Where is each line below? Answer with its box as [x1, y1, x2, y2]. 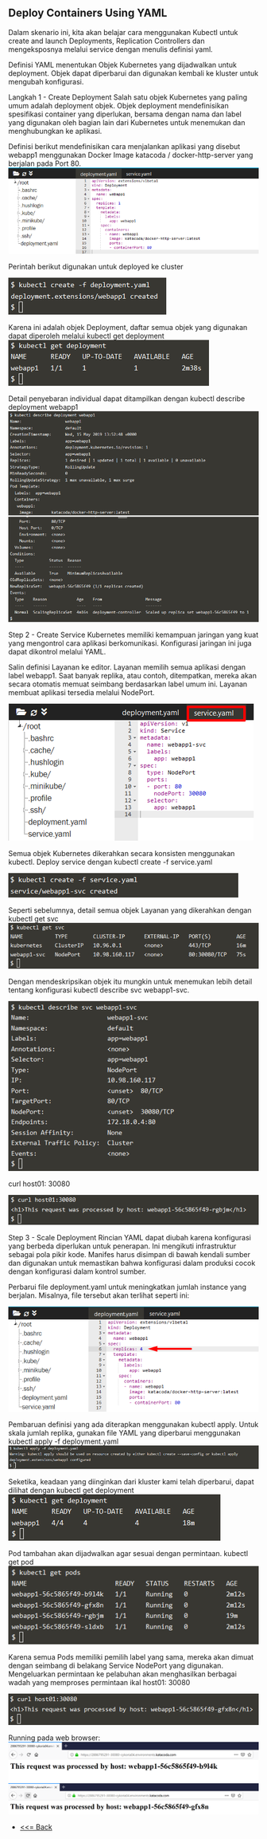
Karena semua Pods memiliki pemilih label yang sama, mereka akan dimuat [8, 1652, 254, 1662]
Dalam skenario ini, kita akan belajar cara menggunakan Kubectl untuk [8, 27, 238, 37]
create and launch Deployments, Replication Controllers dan [8, 36, 205, 45]
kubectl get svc [8, 914, 59, 923]
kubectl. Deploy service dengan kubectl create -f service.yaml [8, 857, 213, 866]
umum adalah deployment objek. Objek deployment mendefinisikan [8, 100, 229, 110]
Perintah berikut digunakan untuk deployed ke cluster [8, 261, 184, 271]
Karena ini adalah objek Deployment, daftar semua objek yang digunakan [8, 322, 248, 332]
